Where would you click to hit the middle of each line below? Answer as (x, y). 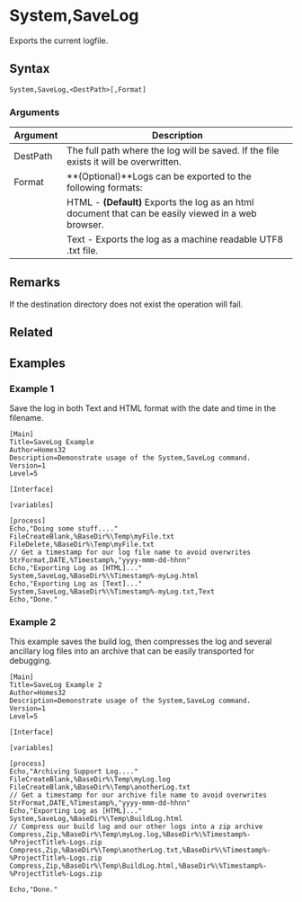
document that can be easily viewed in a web (162, 214)
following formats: (105, 188)
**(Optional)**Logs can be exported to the (159, 176)
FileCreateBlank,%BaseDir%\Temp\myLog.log (90, 780)
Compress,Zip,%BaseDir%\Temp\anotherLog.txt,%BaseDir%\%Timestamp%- (140, 851)
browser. (86, 225)
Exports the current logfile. (59, 40)
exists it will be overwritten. (124, 162)
